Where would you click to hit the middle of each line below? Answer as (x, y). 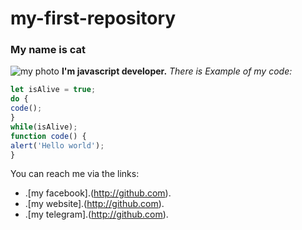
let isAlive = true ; (53, 90)
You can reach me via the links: (75, 174)
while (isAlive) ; (44, 127)
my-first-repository (93, 18)
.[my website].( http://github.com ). (94, 204)
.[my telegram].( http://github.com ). (96, 214)
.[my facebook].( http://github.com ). (98, 193)
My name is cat (48, 50)
